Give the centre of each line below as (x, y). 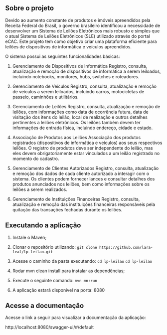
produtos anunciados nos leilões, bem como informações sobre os (81, 184)
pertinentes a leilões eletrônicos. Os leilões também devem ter (77, 122)
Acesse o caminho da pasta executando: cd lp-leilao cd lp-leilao (82, 261)
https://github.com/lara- (126, 247)
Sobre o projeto (29, 8)
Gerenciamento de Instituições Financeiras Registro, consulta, (76, 199)
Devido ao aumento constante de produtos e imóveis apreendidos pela (78, 20)
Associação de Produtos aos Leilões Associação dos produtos (77, 137)
